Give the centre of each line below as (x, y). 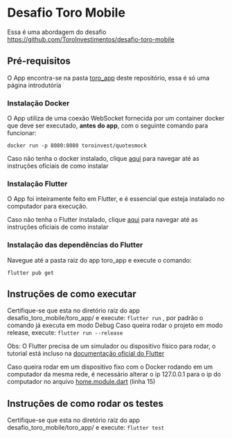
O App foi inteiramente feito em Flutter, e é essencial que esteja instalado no (116, 199)
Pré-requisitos (39, 61)
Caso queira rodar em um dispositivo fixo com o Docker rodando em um (110, 367)
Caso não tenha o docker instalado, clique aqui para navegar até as (103, 159)
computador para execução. (47, 207)
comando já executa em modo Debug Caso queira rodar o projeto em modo (115, 325)
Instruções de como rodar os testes (86, 403)
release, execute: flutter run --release (65, 333)
